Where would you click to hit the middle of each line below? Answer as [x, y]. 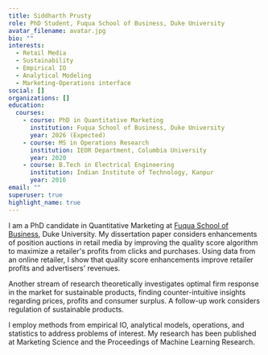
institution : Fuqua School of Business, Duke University [127, 128]
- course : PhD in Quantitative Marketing [93, 120]
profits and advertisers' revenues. [64, 268]
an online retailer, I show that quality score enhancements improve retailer [131, 259]
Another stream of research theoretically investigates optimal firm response [134, 284]
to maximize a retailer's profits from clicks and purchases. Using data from [132, 251]
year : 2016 [48, 180]
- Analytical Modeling [54, 75]
